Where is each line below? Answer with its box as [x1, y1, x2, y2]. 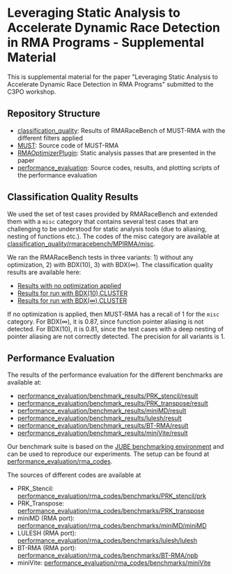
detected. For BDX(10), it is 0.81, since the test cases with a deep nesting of [7, 324, 224, 333]
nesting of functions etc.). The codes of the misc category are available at [7, 232, 220, 241]
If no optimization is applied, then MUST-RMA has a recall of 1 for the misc [7, 310, 219, 318]
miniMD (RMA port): [17, 514, 75, 522]
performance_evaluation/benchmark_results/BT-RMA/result [17, 422, 189, 430]
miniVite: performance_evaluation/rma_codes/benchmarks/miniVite [17, 559, 211, 567]
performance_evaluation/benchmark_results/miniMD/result [17, 407, 187, 415]
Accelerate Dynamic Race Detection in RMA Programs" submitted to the [7, 80, 214, 88]
